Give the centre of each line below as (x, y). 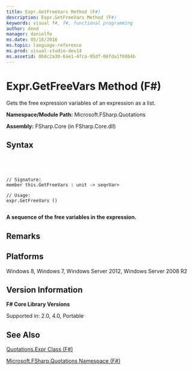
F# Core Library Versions (38, 305)
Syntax (20, 145)
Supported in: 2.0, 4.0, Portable (45, 316)
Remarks (23, 236)
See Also (23, 335)
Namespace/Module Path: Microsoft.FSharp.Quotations (76, 114)
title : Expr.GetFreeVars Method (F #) (54, 12)
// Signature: (24, 180)
